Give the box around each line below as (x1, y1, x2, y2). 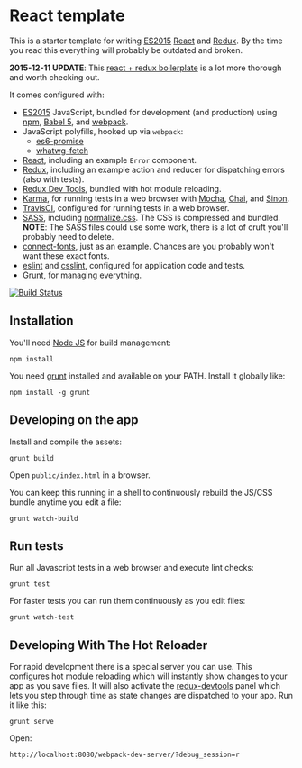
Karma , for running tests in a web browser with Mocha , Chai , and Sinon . (22, 193, 290, 204)
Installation (9, 313, 74, 329)
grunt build (9, 453, 54, 462)
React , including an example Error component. (22, 154, 197, 165)
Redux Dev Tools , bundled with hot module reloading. (22, 183, 222, 194)
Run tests (9, 538, 64, 553)
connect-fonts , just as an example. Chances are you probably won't (22, 241, 275, 251)
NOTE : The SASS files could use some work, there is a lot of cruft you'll (22, 222, 288, 233)
